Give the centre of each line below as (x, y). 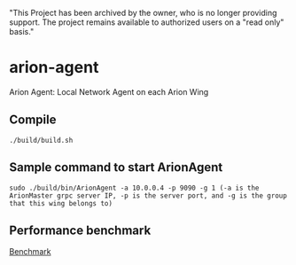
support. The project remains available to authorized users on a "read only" (147, 22)
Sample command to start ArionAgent (116, 168)
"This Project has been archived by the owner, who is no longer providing (143, 13)
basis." (22, 31)
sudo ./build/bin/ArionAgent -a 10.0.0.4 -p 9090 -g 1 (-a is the (134, 188)
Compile (33, 120)
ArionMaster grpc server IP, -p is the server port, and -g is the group (148, 195)
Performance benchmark (80, 230)
